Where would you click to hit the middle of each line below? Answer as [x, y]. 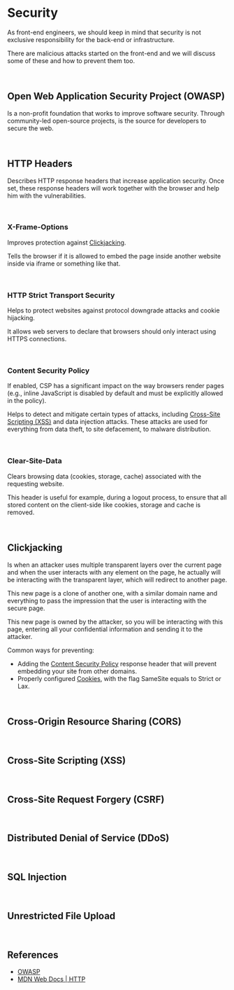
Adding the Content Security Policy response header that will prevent [117, 664]
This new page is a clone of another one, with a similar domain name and [112, 593]
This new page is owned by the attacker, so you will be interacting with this [115, 621]
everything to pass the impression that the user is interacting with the [107, 600]
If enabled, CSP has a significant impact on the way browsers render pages [116, 386]
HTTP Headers [40, 164]
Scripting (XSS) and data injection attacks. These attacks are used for [108, 422]
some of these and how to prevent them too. [71, 60]
